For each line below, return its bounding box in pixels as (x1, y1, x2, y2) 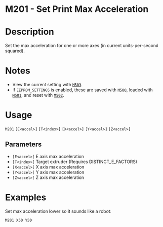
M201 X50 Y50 (5, 218, 32, 223)
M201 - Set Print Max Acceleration (5, 3, 149, 15)
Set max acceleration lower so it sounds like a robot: (5, 208, 112, 214)
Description (5, 26, 54, 38)
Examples (5, 192, 46, 203)
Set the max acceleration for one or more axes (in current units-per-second (5, 43, 159, 49)
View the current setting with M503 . (12, 82, 83, 88)
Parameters (5, 140, 42, 149)
